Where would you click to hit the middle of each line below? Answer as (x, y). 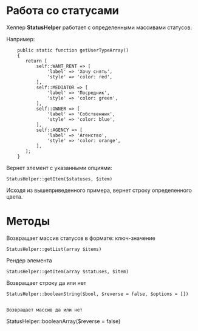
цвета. (15, 196)
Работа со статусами (63, 11)
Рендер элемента (29, 260)
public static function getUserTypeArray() (73, 50)
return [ (36, 61)
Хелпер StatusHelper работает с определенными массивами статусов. (99, 27)
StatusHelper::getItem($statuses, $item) (60, 179)
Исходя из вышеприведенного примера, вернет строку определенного (99, 190)
